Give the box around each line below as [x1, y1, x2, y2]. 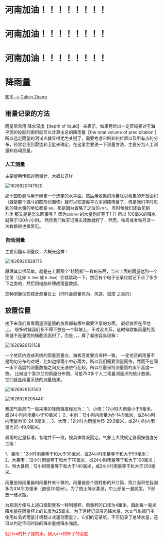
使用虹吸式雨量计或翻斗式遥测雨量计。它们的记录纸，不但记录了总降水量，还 [5, 514, 158, 520]
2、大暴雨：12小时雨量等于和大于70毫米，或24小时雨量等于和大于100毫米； [5, 457, 157, 463]
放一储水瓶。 [5, 491, 31, 497]
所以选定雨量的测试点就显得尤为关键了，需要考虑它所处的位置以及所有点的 [5, 135, 154, 141]
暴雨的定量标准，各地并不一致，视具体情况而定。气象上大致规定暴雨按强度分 [5, 434, 158, 440]
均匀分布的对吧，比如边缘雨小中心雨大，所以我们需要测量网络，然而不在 [9, 358, 154, 364]
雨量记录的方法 [5, 109, 50, 117]
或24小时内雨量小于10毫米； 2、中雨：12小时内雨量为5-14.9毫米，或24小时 [5, 412, 156, 418]
